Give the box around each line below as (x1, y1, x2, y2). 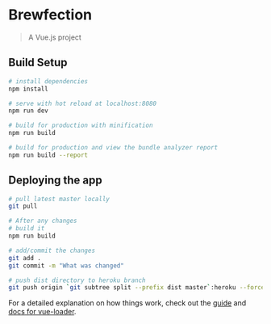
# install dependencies (8, 77, 89, 86)
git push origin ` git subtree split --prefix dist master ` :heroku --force (8, 284, 265, 292)
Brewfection (8, 6, 93, 24)
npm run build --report (8, 151, 89, 159)
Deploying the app (8, 174, 102, 187)
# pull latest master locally (8, 195, 110, 203)
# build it (8, 225, 45, 233)
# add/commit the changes (8, 246, 95, 255)
